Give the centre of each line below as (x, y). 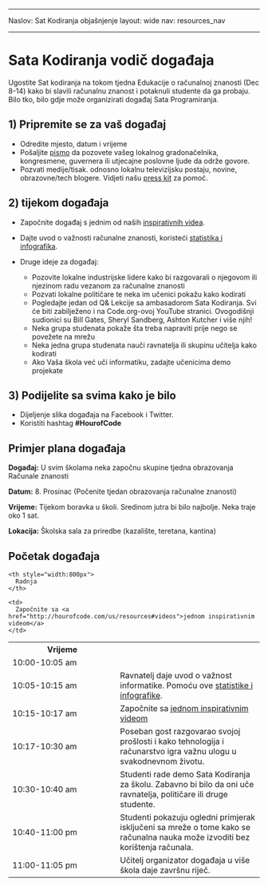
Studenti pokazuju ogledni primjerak (187, 817)
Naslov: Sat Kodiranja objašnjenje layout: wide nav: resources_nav (117, 20)
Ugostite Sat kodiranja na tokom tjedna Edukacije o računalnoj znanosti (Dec (134, 82)
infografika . (39, 246)
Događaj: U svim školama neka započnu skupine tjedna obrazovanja (121, 467)
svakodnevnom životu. (162, 761)
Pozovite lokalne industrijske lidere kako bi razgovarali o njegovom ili (144, 277)
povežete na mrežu (63, 336)
